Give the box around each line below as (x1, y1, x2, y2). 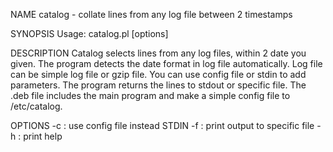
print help (23, 130, 63, 142)
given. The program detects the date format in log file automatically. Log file (10, 58, 323, 69)
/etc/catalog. (10, 100, 63, 112)
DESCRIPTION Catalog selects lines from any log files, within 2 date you (10, 47, 307, 59)
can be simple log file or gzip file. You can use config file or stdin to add (10, 69, 307, 80)
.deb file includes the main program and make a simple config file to (10, 90, 291, 101)
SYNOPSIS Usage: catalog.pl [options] (10, 28, 169, 39)
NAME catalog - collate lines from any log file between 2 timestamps (10, 9, 293, 20)
